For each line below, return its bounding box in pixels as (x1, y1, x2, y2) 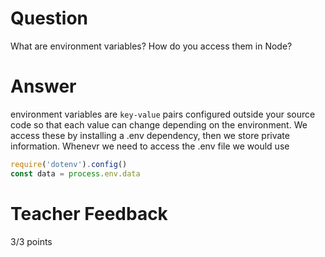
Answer (10, 75, 77, 98)
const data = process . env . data (10, 168, 141, 179)
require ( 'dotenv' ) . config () (10, 159, 128, 169)
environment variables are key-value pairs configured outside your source (10, 108, 316, 120)
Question (10, 7, 88, 30)
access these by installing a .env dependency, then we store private (10, 129, 290, 141)
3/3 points (10, 235, 53, 247)
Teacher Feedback (10, 202, 168, 225)
